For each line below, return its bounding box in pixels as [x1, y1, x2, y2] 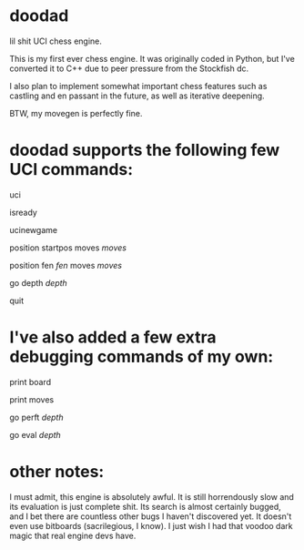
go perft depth [9, 412, 64, 423]
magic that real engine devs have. [9, 530, 137, 541]
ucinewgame [9, 224, 57, 235]
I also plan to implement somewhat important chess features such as [9, 80, 268, 91]
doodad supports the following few [9, 140, 280, 160]
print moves [9, 393, 55, 405]
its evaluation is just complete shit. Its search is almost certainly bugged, [9, 501, 281, 512]
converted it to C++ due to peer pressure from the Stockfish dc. [9, 63, 249, 74]
